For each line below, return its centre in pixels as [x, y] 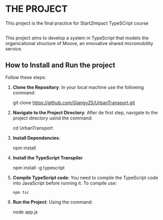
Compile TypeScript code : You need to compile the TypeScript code [85, 178]
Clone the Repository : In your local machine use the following [78, 87]
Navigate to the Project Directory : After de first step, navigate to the [85, 113]
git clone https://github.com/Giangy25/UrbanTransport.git [74, 103]
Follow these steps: [26, 77]
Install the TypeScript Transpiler [48, 158]
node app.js [25, 212]
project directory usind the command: [53, 118]
